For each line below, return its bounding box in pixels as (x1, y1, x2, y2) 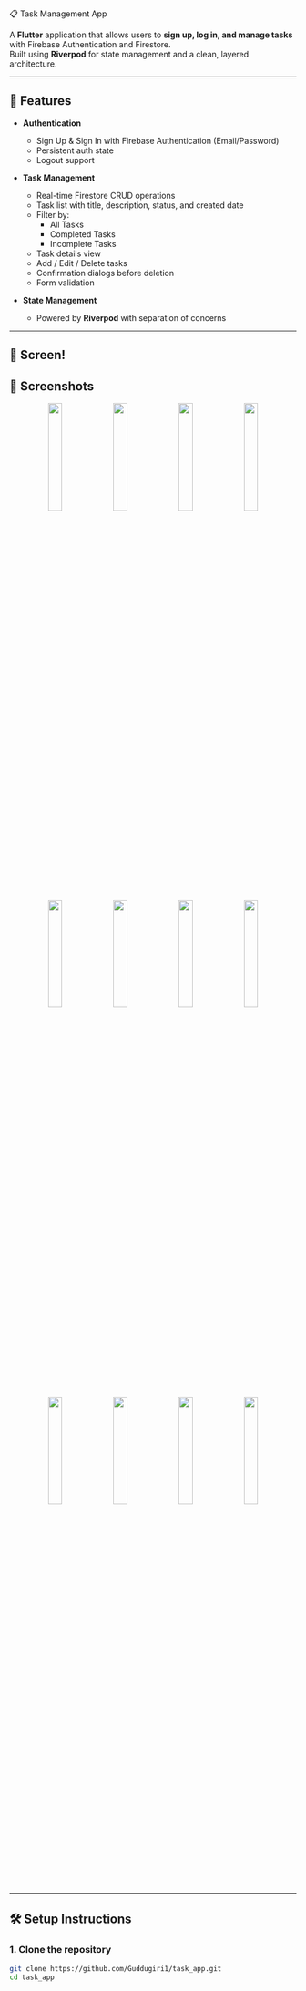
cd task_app (9, 1973, 55, 1982)
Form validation (36, 277, 95, 288)
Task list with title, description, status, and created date (36, 200, 244, 211)
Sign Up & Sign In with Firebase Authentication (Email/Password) (36, 135, 280, 146)
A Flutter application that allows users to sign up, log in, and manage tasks (9, 29, 293, 40)
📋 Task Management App (9, 8, 107, 19)
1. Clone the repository (9, 1944, 112, 1956)
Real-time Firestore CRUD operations (36, 190, 176, 201)
